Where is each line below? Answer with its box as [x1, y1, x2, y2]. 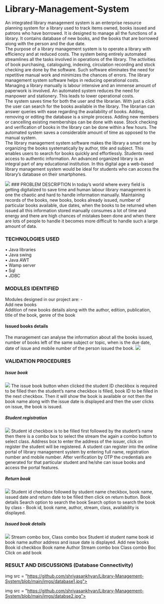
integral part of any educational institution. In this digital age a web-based [5, 161, 154, 167]
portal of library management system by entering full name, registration [5, 449, 149, 454]
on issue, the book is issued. [5, 403, 63, 409]
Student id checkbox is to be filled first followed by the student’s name [11, 428, 153, 434]
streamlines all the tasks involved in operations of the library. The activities [5, 56, 156, 62]
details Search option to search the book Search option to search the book [5, 499, 156, 505]
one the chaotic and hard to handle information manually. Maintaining [5, 192, 145, 198]
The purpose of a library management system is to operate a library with [5, 46, 151, 52]
